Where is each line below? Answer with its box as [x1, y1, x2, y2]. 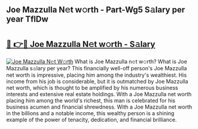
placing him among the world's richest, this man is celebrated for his [6, 97, 176, 104]
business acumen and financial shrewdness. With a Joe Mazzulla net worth [6, 103, 193, 110]
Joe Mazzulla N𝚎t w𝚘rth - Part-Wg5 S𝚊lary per [6, 5, 185, 15]
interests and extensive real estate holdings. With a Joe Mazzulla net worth [6, 91, 192, 98]
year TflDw [6, 14, 49, 25]
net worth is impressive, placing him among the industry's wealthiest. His [6, 71, 187, 79]
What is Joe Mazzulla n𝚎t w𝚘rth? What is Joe [74, 58, 187, 65]
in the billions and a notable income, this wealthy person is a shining [6, 110, 175, 116]
